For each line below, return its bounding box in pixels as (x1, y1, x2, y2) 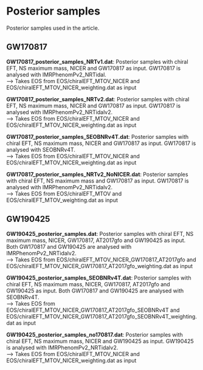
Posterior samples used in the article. (6, 24, 100, 32)
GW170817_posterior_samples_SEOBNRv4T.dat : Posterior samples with (6, 133, 189, 140)
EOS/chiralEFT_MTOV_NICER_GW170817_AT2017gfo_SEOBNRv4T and (6, 306, 181, 314)
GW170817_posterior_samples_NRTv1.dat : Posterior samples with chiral (6, 58, 188, 65)
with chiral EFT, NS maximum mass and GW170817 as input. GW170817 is (6, 177, 190, 184)
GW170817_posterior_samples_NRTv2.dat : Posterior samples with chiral (6, 95, 190, 103)
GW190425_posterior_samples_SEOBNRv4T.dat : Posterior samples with (6, 274, 191, 281)
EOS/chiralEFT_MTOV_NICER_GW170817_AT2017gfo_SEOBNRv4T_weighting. (6, 312, 198, 320)
